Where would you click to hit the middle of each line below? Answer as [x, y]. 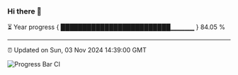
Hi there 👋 [25, 11]
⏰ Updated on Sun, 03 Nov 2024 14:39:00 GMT [77, 50]
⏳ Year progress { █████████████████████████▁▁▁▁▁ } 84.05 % [116, 27]
